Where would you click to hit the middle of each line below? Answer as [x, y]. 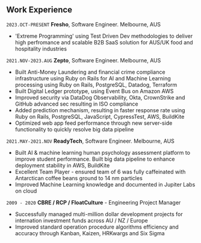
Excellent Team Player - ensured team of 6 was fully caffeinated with [100, 172]
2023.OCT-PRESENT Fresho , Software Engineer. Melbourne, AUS [84, 24]
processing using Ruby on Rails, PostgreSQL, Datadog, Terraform [96, 85]
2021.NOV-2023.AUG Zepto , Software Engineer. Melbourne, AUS [84, 60]
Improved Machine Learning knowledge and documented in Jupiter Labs [105, 184]
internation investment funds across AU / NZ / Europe [82, 220]
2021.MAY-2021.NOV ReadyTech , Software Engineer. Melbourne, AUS [90, 141]
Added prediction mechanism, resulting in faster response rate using [100, 110]
